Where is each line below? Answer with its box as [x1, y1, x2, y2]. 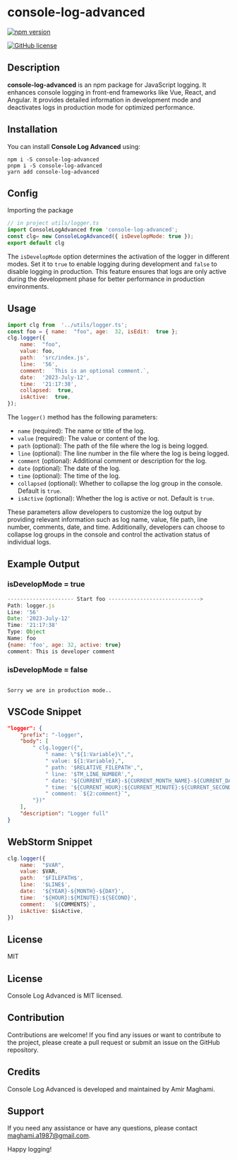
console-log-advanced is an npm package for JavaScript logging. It [7, 80, 207, 89]
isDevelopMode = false [7, 664, 88, 674]
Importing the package [7, 206, 74, 215]
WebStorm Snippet [7, 836, 93, 848]
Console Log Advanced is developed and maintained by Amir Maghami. [7, 1084, 215, 1093]
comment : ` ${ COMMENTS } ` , [20, 901, 97, 908]
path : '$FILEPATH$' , [20, 875, 83, 882]
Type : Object [7, 628, 46, 635]
